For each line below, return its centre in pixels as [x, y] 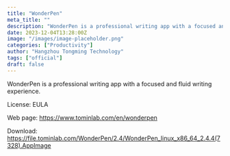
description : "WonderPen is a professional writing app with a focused [111, 26]
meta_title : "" [29, 20]
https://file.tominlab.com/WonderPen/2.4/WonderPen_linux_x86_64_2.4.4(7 [114, 138]
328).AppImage [29, 145]
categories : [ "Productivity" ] [50, 45]
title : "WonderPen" [35, 13]
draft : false [26, 64]
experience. [24, 91]
